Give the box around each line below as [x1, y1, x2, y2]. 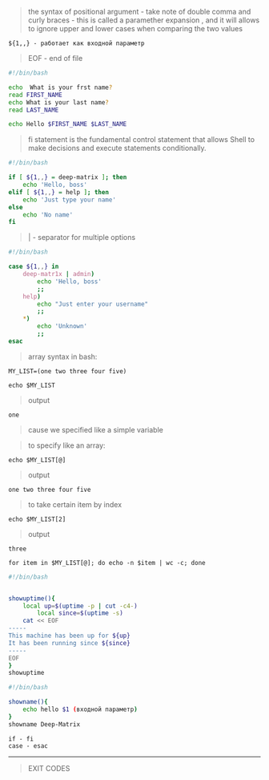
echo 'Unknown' [37, 323, 88, 331]
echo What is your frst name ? [8, 83, 113, 91]
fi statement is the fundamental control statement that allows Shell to [27, 135, 255, 144]
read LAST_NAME [8, 106, 59, 114]
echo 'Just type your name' [22, 196, 116, 204]
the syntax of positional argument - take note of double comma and [27, 7, 251, 16]
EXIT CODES [27, 763, 70, 773]
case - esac [8, 741, 48, 750]
